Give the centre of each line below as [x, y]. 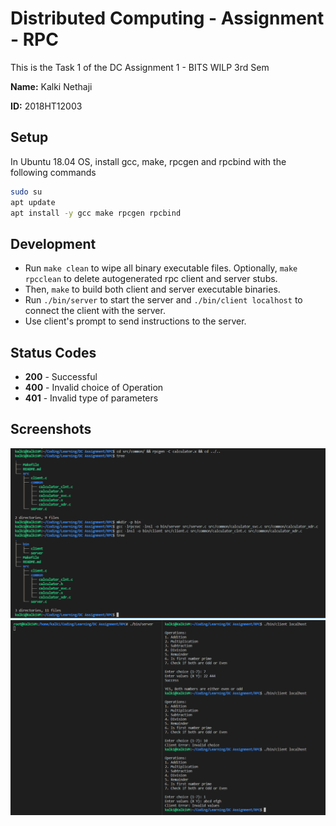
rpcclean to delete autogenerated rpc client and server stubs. [151, 279]
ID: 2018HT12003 [46, 106]
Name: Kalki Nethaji [51, 86]
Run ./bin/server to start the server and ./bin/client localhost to [163, 300]
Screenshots [51, 429]
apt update [33, 202]
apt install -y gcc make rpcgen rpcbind [96, 213]
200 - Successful [61, 376]
